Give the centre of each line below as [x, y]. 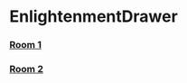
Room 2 [26, 69]
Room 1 [26, 45]
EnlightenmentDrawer [93, 17]
